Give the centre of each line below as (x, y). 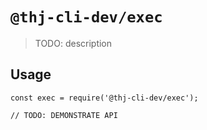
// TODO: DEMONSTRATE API (64, 115)
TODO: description (73, 43)
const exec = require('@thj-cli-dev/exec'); (104, 98)
